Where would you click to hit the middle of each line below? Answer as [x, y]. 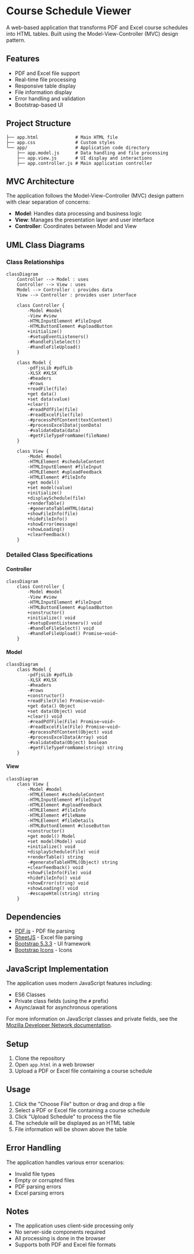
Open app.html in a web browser [55, 1065]
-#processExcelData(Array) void [68, 737]
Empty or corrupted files [44, 1180]
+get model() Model [52, 836]
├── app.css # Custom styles [61, 142]
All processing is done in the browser [60, 1239]
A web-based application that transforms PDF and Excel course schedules [97, 27]
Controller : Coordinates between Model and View [76, 226]
